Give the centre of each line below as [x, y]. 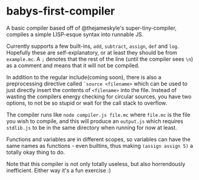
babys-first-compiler [61, 11]
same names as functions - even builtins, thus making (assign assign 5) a [100, 145]
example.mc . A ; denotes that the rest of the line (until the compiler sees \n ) [100, 59]
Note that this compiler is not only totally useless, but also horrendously [96, 164]
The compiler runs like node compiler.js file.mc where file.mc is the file [98, 115]
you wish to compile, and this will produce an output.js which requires [95, 121]
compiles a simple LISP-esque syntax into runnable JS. [75, 34]
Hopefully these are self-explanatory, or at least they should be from [92, 52]
